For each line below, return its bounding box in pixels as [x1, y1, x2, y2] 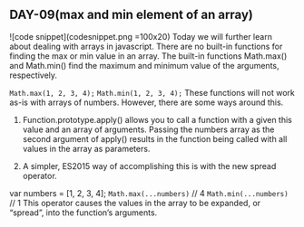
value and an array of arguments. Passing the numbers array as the [22, 124, 275, 135]
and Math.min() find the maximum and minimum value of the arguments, [9, 60, 279, 71]
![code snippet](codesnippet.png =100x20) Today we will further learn [9, 31, 272, 42]
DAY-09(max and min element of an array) [9, 7, 254, 23]
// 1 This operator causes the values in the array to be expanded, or [9, 197, 261, 208]
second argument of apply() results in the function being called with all [22, 133, 288, 144]
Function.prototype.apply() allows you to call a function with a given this [22, 114, 293, 125]
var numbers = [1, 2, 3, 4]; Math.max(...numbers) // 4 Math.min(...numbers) [9, 187, 289, 198]
